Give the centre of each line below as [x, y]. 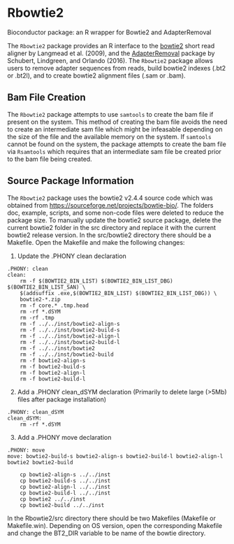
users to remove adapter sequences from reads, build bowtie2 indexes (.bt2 [117, 68]
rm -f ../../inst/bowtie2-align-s [70, 324]
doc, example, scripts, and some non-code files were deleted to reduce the [116, 213]
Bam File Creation [46, 98]
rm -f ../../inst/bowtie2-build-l [70, 342]
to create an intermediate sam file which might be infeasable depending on [115, 129]
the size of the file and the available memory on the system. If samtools [109, 136]
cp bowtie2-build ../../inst [62, 505]
